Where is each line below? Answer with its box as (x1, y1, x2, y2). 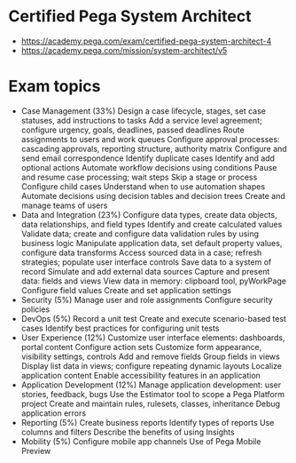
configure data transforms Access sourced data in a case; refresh (20, 247, 262, 258)
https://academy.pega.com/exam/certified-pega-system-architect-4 (20, 36, 272, 46)
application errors (20, 407, 86, 419)
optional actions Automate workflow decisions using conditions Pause (20, 162, 277, 172)
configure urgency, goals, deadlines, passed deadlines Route (20, 124, 245, 135)
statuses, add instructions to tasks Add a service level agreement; (20, 115, 262, 125)
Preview (20, 445, 51, 456)
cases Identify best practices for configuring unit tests (20, 323, 220, 333)
